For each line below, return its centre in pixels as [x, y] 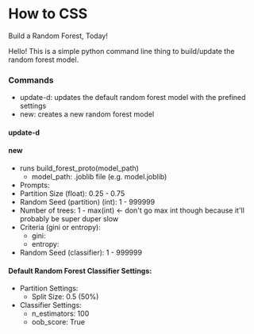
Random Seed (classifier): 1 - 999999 [81, 253]
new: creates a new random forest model [87, 114]
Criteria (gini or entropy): [60, 228]
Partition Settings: [49, 288]
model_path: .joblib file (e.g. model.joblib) [99, 177]
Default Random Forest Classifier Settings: [80, 271]
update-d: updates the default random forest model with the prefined [133, 98]
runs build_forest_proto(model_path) [79, 168]
